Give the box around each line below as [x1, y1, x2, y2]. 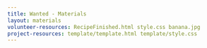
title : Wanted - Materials [7, 10, 87, 18]
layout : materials [7, 17, 61, 24]
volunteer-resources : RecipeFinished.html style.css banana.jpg [7, 23, 201, 30]
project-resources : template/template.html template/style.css [7, 30, 198, 37]
